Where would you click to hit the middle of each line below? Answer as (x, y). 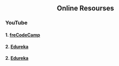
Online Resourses (85, 8)
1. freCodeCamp (23, 35)
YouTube (17, 23)
